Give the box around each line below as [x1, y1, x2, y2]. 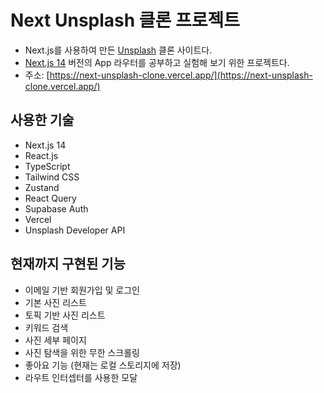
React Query [24, 192, 77, 204]
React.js [24, 149, 59, 161]
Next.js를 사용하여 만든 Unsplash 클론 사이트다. [24, 44, 213, 56]
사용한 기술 [10, 112, 75, 129]
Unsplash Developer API [24, 224, 126, 236]
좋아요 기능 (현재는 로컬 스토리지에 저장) [24, 359, 182, 371]
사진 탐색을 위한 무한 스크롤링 [24, 346, 140, 358]
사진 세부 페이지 [24, 334, 87, 346]
